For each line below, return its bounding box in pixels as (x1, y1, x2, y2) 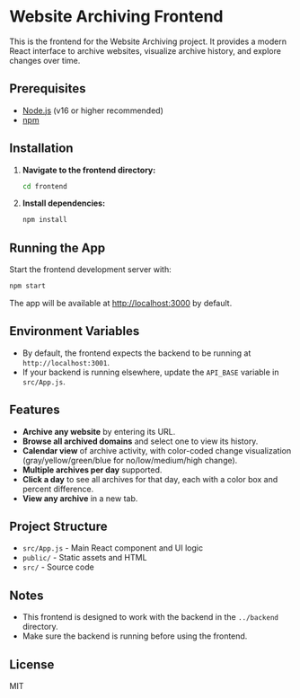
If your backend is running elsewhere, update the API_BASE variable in (22, 367, 279, 377)
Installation (9, 141, 74, 156)
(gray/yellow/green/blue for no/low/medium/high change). (22, 455, 238, 465)
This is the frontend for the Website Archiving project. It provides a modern (9, 36, 287, 47)
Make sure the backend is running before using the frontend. (22, 631, 248, 641)
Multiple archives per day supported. (22, 464, 163, 475)
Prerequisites (9, 81, 86, 96)
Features (9, 402, 60, 418)
